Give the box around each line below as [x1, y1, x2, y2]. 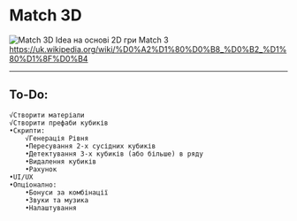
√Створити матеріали [9, 110, 86, 119]
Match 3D [9, 5, 82, 26]
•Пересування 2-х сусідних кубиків [25, 141, 156, 150]
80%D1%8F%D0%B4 [9, 53, 88, 64]
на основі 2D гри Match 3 [73, 34, 170, 45]
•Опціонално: [9, 180, 57, 189]
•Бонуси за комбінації [25, 187, 109, 197]
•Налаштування [25, 203, 77, 212]
